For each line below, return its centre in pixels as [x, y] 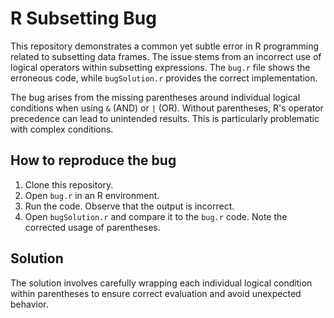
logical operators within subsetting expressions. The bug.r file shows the [160, 67]
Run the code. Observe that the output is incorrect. [129, 206]
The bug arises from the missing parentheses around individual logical [155, 97]
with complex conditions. [62, 129]
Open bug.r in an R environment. [92, 195]
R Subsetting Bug [83, 18]
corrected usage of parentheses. [92, 227]
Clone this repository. [69, 184]
